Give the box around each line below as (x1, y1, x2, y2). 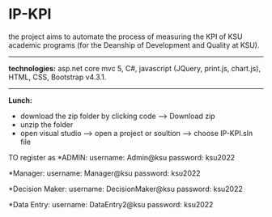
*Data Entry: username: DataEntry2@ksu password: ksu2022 (8, 199, 214, 209)
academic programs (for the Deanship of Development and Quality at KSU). (8, 40, 260, 49)
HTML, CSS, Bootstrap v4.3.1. (8, 72, 107, 82)
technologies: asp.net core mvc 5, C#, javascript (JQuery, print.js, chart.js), (8, 63, 261, 73)
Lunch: (8, 95, 32, 105)
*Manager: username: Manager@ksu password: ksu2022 (8, 168, 201, 178)
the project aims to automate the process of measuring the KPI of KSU (8, 32, 243, 41)
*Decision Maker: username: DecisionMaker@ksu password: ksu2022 (8, 184, 243, 194)
